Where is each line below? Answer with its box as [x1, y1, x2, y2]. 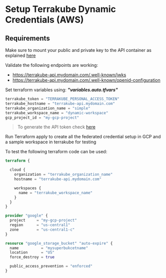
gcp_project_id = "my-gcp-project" [5, 115, 79, 120]
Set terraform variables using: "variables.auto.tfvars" [5, 87, 118, 93]
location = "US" [9, 250, 55, 255]
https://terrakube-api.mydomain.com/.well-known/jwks [12, 72, 126, 78]
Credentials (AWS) [5, 14, 84, 25]
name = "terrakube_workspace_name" [18, 190, 93, 195]
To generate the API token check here [17, 124, 96, 130]
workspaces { [14, 186, 41, 191]
